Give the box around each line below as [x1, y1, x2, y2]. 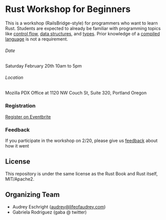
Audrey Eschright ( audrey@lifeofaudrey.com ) [12, 203, 106, 209]
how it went [5, 142, 29, 148]
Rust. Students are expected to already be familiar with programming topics [5, 25, 161, 31]
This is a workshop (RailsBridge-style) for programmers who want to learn [5, 20, 158, 26]
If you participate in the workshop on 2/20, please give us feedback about [5, 137, 158, 143]
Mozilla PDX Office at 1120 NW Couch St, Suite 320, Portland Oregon [5, 90, 146, 96]
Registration [5, 102, 36, 109]
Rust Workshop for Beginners [5, 3, 131, 15]
